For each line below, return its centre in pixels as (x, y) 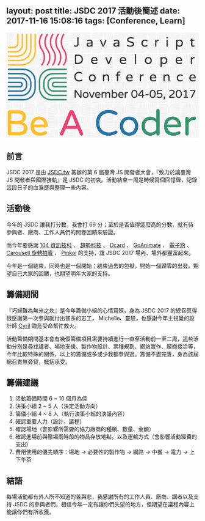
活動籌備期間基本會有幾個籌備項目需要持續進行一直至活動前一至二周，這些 (100, 339)
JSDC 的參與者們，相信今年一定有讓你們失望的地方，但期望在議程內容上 (104, 504)
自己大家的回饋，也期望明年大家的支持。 (62, 273)
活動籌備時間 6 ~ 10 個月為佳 (51, 399)
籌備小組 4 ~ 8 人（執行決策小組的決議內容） (71, 414)
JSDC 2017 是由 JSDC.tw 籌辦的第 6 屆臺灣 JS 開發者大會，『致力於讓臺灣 (99, 172)
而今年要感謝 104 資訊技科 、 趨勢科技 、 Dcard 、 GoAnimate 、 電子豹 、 (99, 245)
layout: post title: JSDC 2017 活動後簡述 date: (93, 11)
